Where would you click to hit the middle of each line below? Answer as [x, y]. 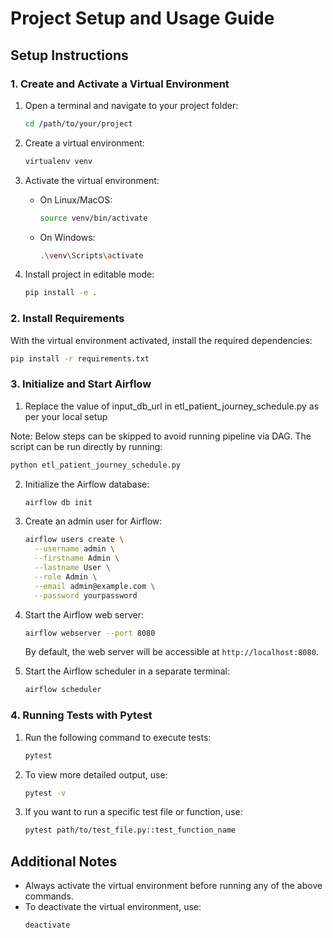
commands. [49, 896]
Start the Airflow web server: [84, 614]
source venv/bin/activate [93, 218]
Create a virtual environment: [84, 143]
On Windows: [67, 237]
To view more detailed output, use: [96, 774]
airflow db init [58, 502]
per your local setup [66, 416]
